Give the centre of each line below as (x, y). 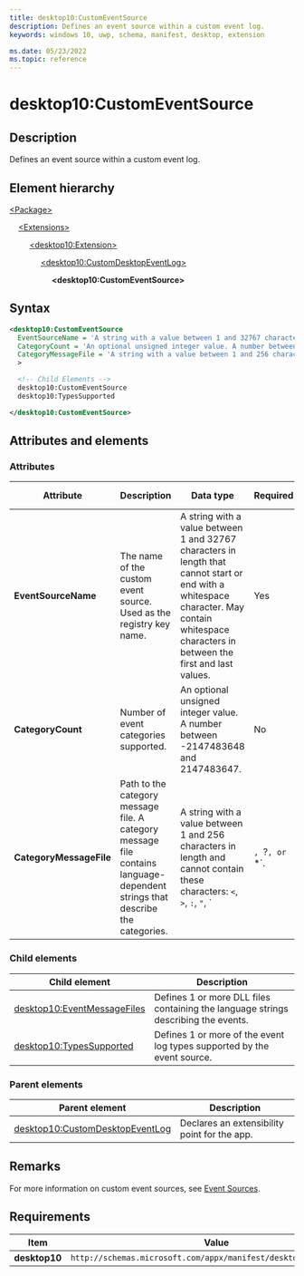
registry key (145, 624)
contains (138, 864)
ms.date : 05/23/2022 (48, 51)
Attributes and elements (79, 441)
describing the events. (201, 1020)
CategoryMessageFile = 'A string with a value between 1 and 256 (143, 354)
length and (203, 857)
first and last (207, 664)
